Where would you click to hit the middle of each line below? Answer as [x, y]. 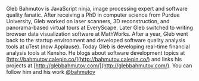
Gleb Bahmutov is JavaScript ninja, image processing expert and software [97, 9]
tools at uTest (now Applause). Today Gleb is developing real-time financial [98, 46]
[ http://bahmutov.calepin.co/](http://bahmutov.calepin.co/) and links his [94, 59]
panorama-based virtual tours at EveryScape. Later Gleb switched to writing [100, 27]
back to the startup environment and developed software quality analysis [96, 40]
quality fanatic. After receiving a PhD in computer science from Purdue [93, 15]
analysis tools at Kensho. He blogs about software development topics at [96, 53]
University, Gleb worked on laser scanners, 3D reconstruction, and [88, 21]
